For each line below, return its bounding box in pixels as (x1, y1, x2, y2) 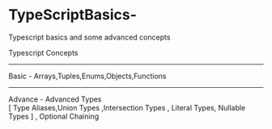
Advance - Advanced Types (8, 94, 102, 104)
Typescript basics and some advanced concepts (8, 32, 171, 42)
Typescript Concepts (8, 48, 79, 57)
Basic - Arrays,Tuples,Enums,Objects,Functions (8, 71, 167, 81)
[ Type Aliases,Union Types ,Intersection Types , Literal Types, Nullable (8, 102, 246, 112)
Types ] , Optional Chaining (8, 111, 100, 121)
